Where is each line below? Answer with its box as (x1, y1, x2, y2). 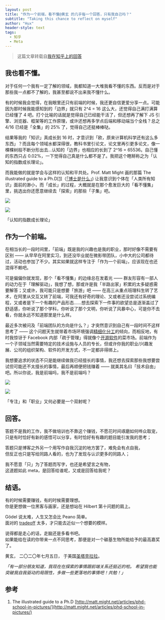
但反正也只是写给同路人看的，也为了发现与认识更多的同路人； (5, 451, 130, 457)
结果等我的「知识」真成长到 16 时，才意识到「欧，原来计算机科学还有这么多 (5, 135, 159, 140)
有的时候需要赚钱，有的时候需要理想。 (5, 497, 82, 503)
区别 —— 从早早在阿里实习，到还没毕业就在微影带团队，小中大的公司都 (5, 252, 150, 258)
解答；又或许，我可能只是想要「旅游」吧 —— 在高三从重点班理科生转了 (9, 288, 154, 294)
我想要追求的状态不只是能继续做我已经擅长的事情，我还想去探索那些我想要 (5, 357, 156, 363)
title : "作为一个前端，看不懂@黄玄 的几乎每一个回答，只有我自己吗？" (5, 12, 132, 17)
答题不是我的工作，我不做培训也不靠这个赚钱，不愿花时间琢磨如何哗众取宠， (5, 428, 160, 434)
